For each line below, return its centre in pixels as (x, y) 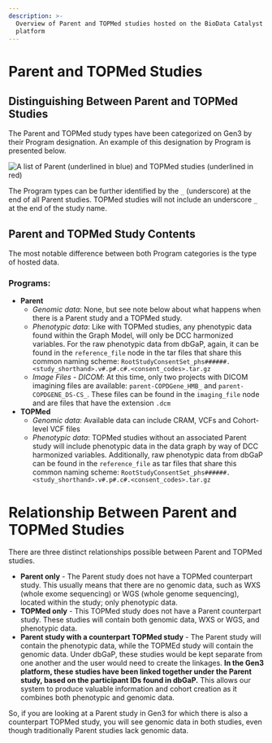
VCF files (65, 429)
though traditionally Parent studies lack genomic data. (99, 731)
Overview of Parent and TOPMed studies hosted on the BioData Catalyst (140, 24)
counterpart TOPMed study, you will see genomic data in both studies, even (135, 722)
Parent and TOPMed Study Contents (102, 234)
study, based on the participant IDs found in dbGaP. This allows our (136, 680)
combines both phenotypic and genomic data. (97, 697)
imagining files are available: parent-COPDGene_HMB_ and (124, 386)
